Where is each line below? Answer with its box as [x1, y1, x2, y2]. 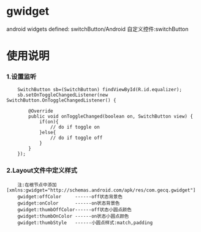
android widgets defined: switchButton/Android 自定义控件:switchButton [6, 25, 189, 32]
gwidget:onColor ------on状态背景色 [17, 200, 120, 206]
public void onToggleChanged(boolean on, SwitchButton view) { [28, 113, 193, 120]
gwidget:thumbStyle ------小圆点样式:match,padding [17, 219, 153, 226]
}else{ [39, 130, 56, 136]
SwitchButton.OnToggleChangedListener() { [6, 97, 116, 103]
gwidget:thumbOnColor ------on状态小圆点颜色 [17, 213, 129, 219]
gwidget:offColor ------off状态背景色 [17, 193, 123, 200]
